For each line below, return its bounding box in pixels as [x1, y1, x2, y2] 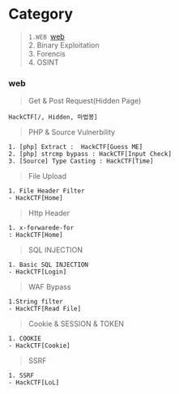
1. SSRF [8, 371, 35, 380]
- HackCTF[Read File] [8, 305, 82, 313]
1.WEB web [28, 32, 65, 41]
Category [8, 5, 74, 23]
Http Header [28, 208, 70, 218]
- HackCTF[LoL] [8, 379, 60, 387]
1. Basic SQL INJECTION [8, 261, 89, 269]
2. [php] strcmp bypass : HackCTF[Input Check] [8, 150, 173, 159]
